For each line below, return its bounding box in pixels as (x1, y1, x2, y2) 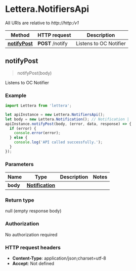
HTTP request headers (5, 244, 61, 251)
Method (10, 31, 30, 38)
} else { (9, 135, 28, 140)
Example (5, 92, 27, 99)
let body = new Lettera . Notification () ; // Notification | (5, 116, 130, 122)
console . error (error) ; (14, 130, 61, 136)
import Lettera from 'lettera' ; (5, 103, 72, 108)
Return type (5, 197, 35, 204)
